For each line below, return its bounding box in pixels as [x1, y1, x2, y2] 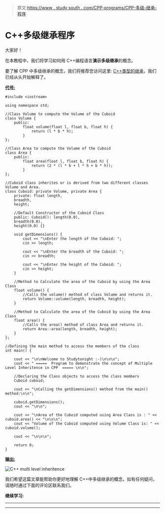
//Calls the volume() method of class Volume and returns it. [23, 292, 153, 297]
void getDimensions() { [14, 232, 63, 237]
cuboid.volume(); [5, 425, 41, 430]
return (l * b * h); [31, 129, 74, 134]
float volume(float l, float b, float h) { [23, 124, 113, 129]
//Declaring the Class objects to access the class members [14, 373, 139, 379]
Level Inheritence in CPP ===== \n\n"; [5, 365, 89, 370]
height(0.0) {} [14, 223, 45, 228]
